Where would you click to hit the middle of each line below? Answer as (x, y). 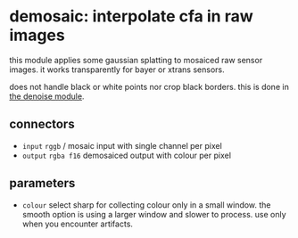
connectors (42, 124)
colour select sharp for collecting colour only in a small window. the (146, 205)
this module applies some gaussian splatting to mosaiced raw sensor (136, 60)
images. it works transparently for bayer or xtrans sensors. (117, 70)
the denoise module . (47, 96)
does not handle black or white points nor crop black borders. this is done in (149, 86)
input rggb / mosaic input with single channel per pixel (122, 145)
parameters (42, 183)
